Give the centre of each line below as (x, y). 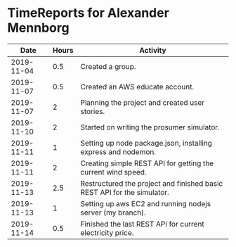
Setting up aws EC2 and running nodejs (146, 203)
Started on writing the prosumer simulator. (150, 127)
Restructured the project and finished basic (152, 183)
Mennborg (38, 28)
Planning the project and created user (143, 102)
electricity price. (107, 232)
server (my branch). (113, 213)
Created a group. (108, 66)
